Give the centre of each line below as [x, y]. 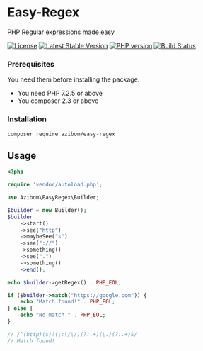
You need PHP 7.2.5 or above [60, 94]
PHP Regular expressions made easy [61, 32]
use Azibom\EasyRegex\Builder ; [53, 198]
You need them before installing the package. [74, 79]
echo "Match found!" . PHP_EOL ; [68, 302]
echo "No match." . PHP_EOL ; [63, 315]
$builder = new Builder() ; [47, 210]
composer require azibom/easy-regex [61, 134]
